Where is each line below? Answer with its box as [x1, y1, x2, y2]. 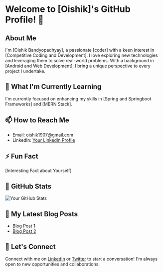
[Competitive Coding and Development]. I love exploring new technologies [5, 52, 158, 58]
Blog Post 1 [12, 223, 36, 229]
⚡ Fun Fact [5, 152, 38, 161]
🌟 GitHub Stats [5, 182, 51, 190]
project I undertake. [5, 68, 46, 74]
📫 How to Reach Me [5, 116, 69, 125]
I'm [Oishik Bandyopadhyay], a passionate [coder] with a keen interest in [5, 47, 155, 53]
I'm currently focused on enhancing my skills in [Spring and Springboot [5, 95, 152, 101]
